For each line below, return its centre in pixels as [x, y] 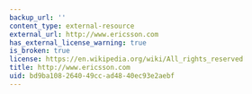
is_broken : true [40, 51]
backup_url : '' [38, 17]
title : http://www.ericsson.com [70, 68]
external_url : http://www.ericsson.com [84, 34]
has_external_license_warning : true [78, 43]
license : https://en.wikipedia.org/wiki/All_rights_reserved [126, 59]
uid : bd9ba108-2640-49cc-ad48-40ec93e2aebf [92, 76]
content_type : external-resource [72, 26]
